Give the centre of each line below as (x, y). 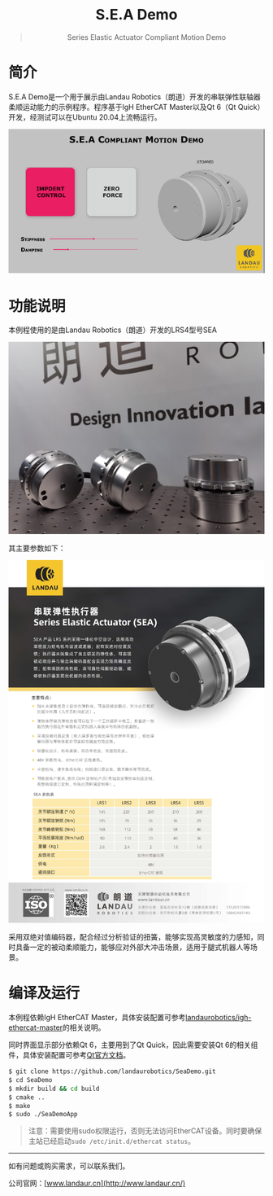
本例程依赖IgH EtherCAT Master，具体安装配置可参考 (97, 1018)
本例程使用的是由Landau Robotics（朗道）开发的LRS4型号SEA (113, 330)
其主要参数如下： (37, 548)
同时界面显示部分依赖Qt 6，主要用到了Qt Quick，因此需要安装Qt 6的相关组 (133, 1045)
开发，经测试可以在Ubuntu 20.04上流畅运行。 (85, 117)
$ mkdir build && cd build (54, 1089)
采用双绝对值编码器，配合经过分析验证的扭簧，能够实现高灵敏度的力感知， (133, 937)
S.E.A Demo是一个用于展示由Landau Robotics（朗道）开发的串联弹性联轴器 (135, 96)
